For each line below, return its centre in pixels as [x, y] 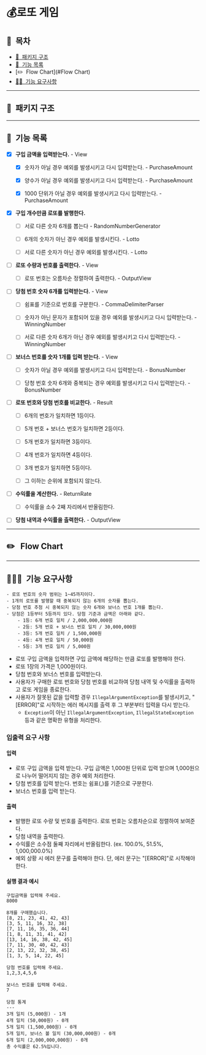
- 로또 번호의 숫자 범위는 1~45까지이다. [51, 594]
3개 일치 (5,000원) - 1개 [36, 1014]
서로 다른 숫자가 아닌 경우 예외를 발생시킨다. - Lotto [86, 252]
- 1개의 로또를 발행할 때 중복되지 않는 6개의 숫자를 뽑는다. [73, 601]
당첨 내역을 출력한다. [40, 837]
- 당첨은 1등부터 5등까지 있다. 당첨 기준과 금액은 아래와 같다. [76, 614]
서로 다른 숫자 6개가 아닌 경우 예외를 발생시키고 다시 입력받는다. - [102, 337]
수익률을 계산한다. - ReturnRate [53, 494]
